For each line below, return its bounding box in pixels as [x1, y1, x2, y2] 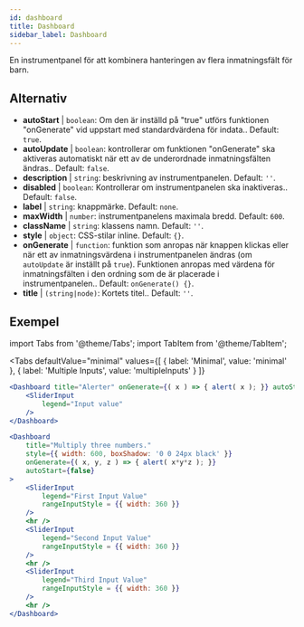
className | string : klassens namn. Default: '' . [22, 221, 204, 232]
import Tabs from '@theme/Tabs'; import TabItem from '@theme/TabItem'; [9, 338, 288, 348]
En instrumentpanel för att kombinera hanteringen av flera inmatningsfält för [9, 55, 293, 66]
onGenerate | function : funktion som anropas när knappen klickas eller [22, 240, 290, 251]
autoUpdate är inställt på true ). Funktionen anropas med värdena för [22, 259, 276, 270]
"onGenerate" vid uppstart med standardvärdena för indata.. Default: [22, 124, 280, 136]
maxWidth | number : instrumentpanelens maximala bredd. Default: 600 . [22, 211, 285, 222]
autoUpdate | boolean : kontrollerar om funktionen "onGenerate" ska [22, 144, 276, 155]
